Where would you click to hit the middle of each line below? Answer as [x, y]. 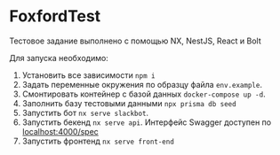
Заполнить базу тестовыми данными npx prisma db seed [129, 103]
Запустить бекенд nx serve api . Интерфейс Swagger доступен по [147, 122]
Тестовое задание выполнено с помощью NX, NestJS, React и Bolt [136, 41]
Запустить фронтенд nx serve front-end [98, 141]
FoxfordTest [55, 16]
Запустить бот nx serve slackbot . [85, 112]
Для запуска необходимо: [59, 58]
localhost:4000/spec [60, 131]
